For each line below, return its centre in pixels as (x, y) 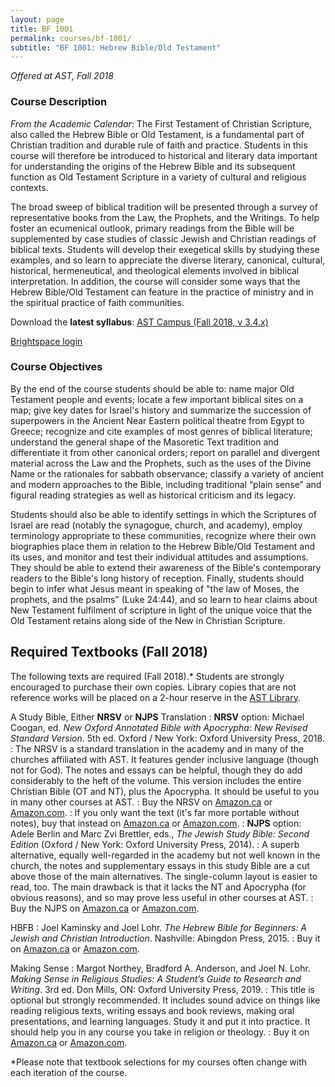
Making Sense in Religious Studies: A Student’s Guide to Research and (156, 978)
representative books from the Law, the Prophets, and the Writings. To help (165, 217)
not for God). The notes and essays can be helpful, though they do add (156, 770)
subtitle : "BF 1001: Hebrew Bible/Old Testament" (116, 47)
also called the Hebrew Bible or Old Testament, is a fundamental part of (157, 134)
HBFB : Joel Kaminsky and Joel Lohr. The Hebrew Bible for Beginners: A (159, 927)
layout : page (37, 19)
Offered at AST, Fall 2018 (62, 76)
